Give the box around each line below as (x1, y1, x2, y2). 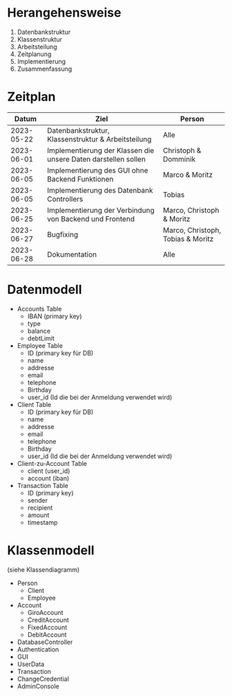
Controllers (47, 194, 84, 204)
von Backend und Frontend (47, 214, 135, 223)
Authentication (17, 645, 59, 653)
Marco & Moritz (162, 170, 213, 180)
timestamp (27, 518, 58, 526)
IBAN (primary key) (27, 312, 82, 320)
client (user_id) (27, 467, 70, 475)
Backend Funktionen (47, 174, 114, 184)
